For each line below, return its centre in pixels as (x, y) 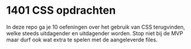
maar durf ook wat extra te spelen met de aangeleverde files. (82, 39)
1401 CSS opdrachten (61, 10)
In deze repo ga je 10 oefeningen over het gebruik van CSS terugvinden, (96, 27)
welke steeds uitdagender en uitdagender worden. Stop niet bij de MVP (95, 33)
